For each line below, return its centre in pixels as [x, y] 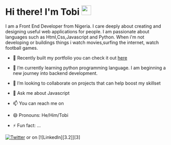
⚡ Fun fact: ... [27, 125]
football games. [22, 48]
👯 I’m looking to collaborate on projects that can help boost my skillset [87, 83]
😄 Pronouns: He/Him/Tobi [40, 115]
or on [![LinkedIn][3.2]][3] [53, 137]
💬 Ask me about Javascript [41, 93]
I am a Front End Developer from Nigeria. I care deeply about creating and [83, 26]
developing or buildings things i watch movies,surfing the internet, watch [82, 42]
